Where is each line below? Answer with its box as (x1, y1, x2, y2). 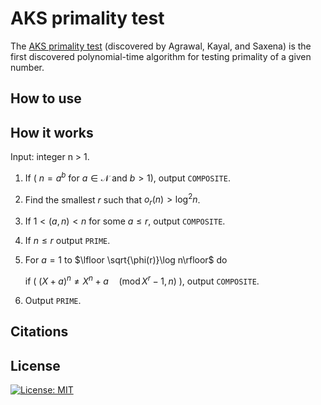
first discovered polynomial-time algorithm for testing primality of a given (10, 50, 312, 62)
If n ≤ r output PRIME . (24, 235, 111, 247)
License (10, 357, 61, 374)
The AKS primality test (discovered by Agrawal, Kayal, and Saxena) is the (10, 40, 312, 52)
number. (10, 61, 45, 73)
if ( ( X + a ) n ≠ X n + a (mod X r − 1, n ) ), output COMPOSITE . (24, 273, 260, 287)
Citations (10, 323, 69, 341)
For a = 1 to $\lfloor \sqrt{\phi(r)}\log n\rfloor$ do (24, 254, 228, 266)
